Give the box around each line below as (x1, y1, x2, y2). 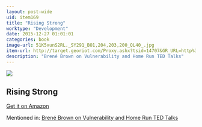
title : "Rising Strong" (6, 20, 66, 26)
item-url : (6, 48, 31, 54)
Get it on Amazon (6, 102, 49, 110)
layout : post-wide (6, 8, 52, 15)
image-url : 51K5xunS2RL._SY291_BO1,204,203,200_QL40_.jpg (6, 43, 155, 49)
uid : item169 (6, 14, 39, 20)
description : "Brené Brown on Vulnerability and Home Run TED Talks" (6, 53, 185, 59)
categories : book (6, 37, 50, 43)
